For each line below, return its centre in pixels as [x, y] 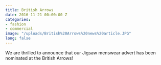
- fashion [16, 24]
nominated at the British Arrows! [39, 58]
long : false [18, 39]
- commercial [19, 29]
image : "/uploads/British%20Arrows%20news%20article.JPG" [68, 34]
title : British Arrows [29, 10]
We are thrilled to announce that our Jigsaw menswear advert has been [80, 53]
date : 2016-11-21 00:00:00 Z [36, 15]
